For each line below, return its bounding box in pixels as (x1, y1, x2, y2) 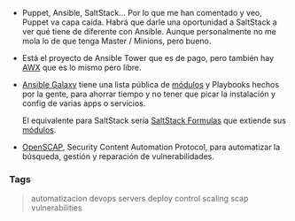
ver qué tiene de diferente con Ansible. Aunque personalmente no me (21, 27, 276, 36)
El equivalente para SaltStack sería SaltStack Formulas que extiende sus (21, 115, 286, 126)
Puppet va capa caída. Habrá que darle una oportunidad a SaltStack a (21, 17, 277, 27)
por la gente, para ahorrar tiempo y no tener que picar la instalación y (21, 88, 276, 99)
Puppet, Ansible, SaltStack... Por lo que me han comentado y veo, (21, 8, 263, 18)
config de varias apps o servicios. (21, 98, 146, 109)
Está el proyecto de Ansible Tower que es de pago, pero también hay (21, 53, 275, 63)
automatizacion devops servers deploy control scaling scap (30, 194, 249, 204)
